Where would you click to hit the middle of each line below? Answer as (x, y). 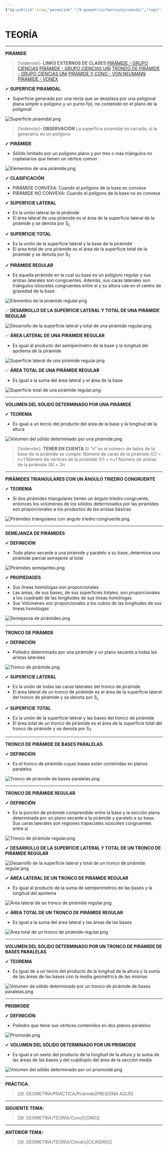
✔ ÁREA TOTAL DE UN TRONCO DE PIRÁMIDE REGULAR (64, 912)
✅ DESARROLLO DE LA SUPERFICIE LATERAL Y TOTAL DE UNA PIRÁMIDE (82, 310)
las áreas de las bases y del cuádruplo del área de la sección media (82, 1060)
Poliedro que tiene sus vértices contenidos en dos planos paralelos (81, 1025)
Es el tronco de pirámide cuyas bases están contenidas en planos (80, 763)
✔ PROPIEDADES (23, 578)
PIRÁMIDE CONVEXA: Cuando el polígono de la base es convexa (79, 188)
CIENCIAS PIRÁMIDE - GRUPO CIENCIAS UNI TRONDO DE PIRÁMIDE (88, 68)
